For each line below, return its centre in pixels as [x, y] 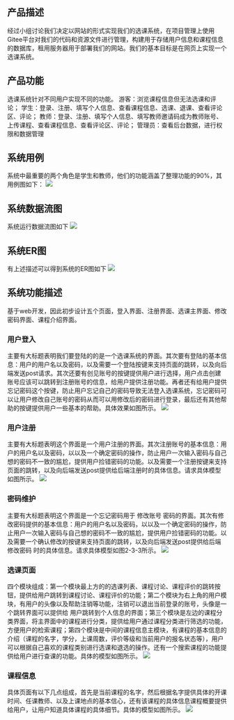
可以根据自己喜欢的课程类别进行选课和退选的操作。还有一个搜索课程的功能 [114, 648]
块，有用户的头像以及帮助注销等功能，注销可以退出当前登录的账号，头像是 [114, 604]
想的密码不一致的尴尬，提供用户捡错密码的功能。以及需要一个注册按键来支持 [117, 462]
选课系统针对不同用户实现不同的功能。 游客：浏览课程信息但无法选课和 [109, 99]
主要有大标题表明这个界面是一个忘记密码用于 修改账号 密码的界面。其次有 [112, 515]
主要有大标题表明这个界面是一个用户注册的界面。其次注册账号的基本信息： [114, 444]
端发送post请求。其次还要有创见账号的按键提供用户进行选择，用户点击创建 [114, 373]
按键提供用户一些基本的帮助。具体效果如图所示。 [89, 408]
